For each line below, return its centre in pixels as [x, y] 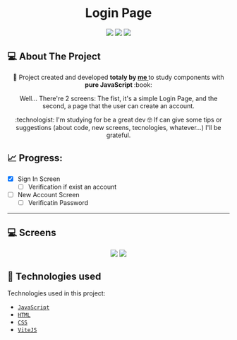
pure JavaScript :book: [119, 84]
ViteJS [27, 330]
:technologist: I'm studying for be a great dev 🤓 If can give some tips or [119, 119]
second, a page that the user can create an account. [119, 106]
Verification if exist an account [72, 187]
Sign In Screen [39, 179]
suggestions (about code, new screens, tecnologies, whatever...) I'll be [119, 127]
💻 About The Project [54, 57]
